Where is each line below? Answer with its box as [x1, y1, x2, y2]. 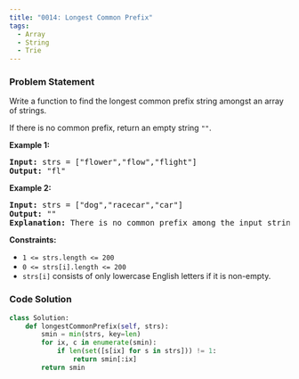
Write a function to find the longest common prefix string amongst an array [9, 95, 285, 107]
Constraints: [9, 235, 57, 245]
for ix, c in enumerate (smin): [41, 338, 158, 348]
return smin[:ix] [72, 355, 138, 364]
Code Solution [9, 293, 73, 306]
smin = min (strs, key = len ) [41, 330, 141, 339]
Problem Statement [9, 76, 95, 88]
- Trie [17, 46, 42, 55]
